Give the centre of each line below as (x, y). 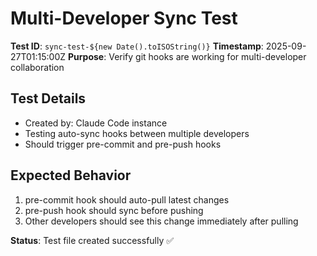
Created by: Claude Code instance (96, 123)
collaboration (37, 67)
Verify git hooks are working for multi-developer (207, 56)
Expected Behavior (71, 175)
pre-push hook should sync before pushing (114, 210)
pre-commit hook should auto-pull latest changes (127, 199)
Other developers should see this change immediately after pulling (161, 221)
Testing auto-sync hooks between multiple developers (137, 133)
